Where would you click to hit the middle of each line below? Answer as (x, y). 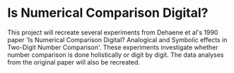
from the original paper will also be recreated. (74, 62)
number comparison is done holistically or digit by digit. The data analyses (116, 55)
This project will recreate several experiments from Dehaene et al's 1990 (113, 32)
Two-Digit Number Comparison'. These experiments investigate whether (113, 47)
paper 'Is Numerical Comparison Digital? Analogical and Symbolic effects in (117, 39)
